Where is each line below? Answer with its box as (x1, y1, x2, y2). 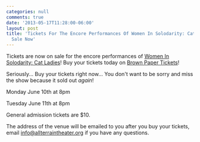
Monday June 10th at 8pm (6, 89, 70, 95)
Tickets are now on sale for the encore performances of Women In (6, 53, 170, 59)
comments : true (6, 14, 44, 20)
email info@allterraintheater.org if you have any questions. (6, 129, 149, 136)
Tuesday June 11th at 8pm (6, 100, 70, 107)
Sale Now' (11, 36, 36, 42)
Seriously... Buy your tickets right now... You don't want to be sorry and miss (6, 71, 193, 77)
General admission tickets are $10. (6, 111, 90, 118)
